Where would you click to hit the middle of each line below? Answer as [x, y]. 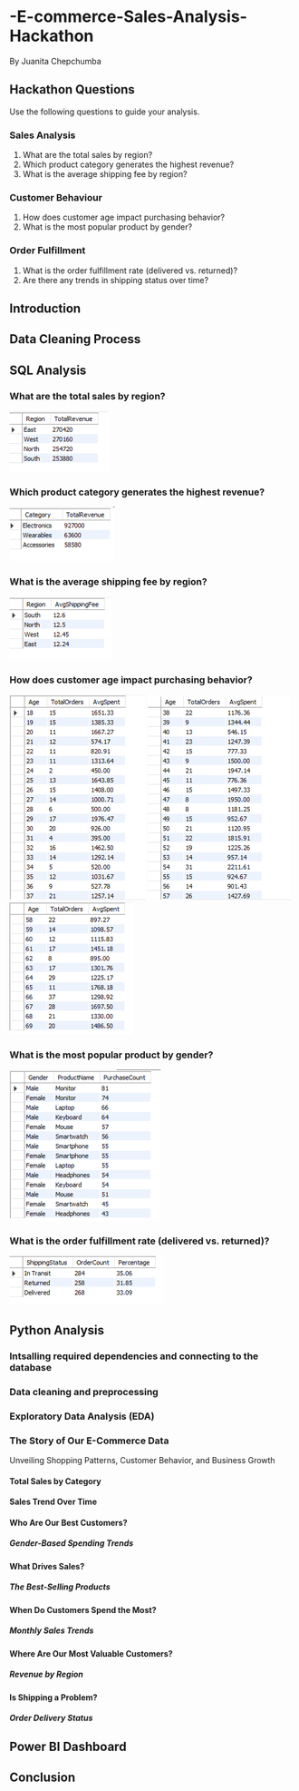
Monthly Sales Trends [52, 1630]
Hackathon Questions [72, 89]
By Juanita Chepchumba [55, 61]
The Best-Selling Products [60, 1587]
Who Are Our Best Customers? [68, 1522]
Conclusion [43, 1778]
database [31, 1367]
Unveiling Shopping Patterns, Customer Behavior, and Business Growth [142, 1461]
